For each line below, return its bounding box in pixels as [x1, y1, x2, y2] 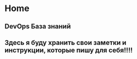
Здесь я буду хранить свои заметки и [4, 38, 127, 46]
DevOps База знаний [4, 22, 71, 30]
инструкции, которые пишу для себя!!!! [4, 46, 133, 54]
